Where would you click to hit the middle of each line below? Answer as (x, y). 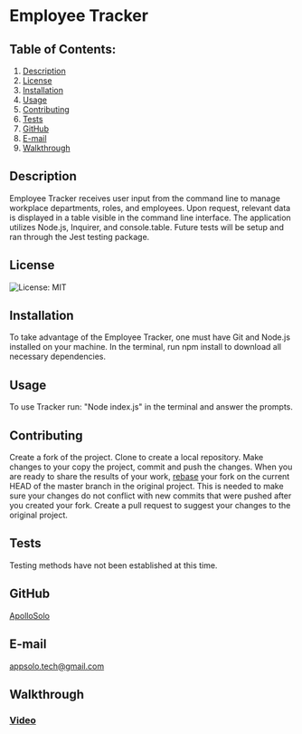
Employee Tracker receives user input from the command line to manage (145, 198)
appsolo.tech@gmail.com (57, 666)
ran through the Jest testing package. (80, 237)
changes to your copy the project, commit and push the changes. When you (151, 467)
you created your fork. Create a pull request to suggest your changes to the (150, 506)
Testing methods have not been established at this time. (113, 565)
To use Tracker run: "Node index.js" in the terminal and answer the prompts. (151, 407)
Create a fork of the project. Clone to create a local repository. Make (137, 458)
